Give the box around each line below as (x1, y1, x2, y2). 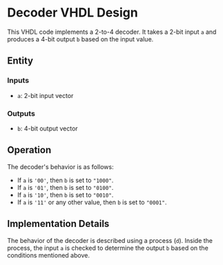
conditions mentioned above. (7, 251, 90, 259)
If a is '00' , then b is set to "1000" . (17, 176, 114, 184)
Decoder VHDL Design (7, 5, 138, 21)
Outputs (7, 108, 36, 118)
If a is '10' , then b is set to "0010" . (17, 190, 114, 199)
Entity (7, 55, 34, 67)
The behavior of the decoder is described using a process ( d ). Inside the (7, 236, 213, 244)
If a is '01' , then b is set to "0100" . (17, 183, 114, 191)
